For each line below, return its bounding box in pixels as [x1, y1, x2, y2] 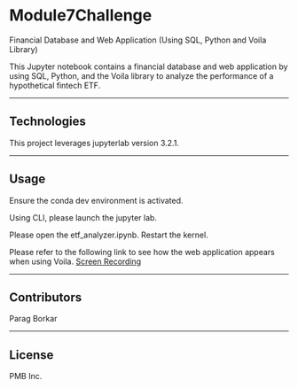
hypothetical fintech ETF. [9, 80, 101, 90]
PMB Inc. [9, 371, 43, 382]
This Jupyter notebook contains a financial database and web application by [9, 61, 288, 72]
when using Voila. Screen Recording [9, 256, 142, 267]
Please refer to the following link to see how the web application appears [9, 246, 275, 257]
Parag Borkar [9, 314, 58, 324]
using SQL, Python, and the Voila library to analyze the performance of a [9, 70, 274, 81]
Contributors [9, 290, 82, 305]
